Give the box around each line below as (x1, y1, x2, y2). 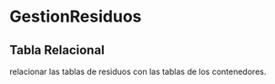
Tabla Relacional (9, 42, 105, 58)
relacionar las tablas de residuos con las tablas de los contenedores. (9, 66, 267, 77)
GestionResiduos (9, 6, 142, 27)
